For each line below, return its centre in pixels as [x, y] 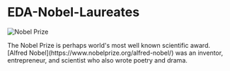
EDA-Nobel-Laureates [74, 12]
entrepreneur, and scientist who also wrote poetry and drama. [97, 60]
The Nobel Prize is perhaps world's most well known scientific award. [109, 45]
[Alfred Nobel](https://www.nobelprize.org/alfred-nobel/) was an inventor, [115, 53]
